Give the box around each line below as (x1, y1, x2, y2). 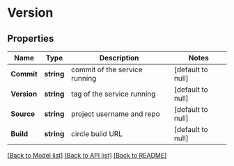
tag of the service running (70, 89, 156, 99)
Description (99, 53, 139, 63)
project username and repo (70, 109, 160, 119)
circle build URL (70, 129, 123, 138)
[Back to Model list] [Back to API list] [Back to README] (7, 151, 167, 159)
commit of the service (70, 65, 143, 74)
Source (10, 109, 36, 119)
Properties (7, 33, 54, 44)
